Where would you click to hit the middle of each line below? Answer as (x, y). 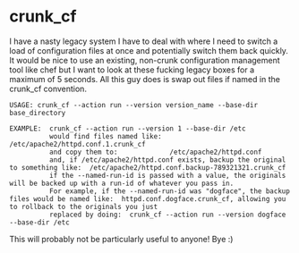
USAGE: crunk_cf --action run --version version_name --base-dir (133, 105)
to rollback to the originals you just (84, 207)
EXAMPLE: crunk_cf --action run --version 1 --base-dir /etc (128, 128)
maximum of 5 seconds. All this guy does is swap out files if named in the (145, 79)
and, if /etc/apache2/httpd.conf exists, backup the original (167, 160)
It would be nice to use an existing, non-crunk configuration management (145, 60)
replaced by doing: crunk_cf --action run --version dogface (167, 215)
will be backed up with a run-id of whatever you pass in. (122, 183)
